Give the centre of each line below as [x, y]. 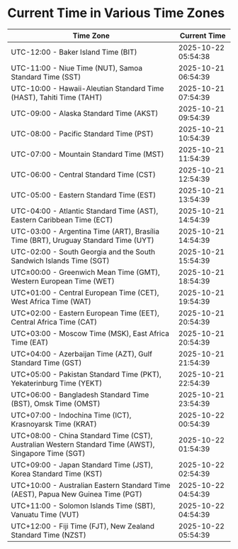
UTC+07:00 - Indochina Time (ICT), [71, 415]
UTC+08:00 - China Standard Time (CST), [82, 435]
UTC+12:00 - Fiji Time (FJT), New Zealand [83, 526]
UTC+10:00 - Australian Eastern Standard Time [91, 485]
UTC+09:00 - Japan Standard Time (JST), [82, 464]
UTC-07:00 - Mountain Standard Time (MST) [87, 154]
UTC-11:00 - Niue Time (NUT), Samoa [77, 67]
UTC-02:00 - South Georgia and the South [83, 251]
